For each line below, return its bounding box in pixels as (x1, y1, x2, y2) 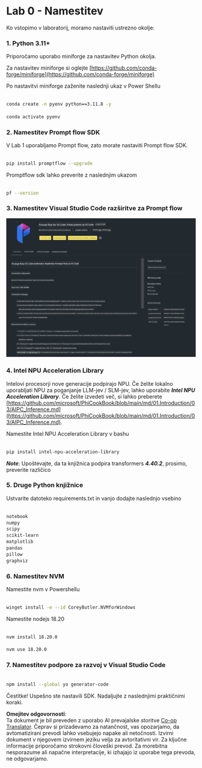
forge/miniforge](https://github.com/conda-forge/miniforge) (6, 71, 155, 78)
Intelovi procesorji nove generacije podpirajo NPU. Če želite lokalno (6, 380, 173, 387)
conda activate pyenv (6, 114, 61, 120)
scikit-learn (6, 532, 39, 538)
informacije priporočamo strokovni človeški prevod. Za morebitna (6, 742, 168, 749)
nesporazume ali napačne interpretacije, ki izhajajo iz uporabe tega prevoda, (6, 749, 196, 756)
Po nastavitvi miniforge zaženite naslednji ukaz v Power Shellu (6, 82, 161, 90)
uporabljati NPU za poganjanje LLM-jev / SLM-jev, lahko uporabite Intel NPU (6, 386, 195, 394)
